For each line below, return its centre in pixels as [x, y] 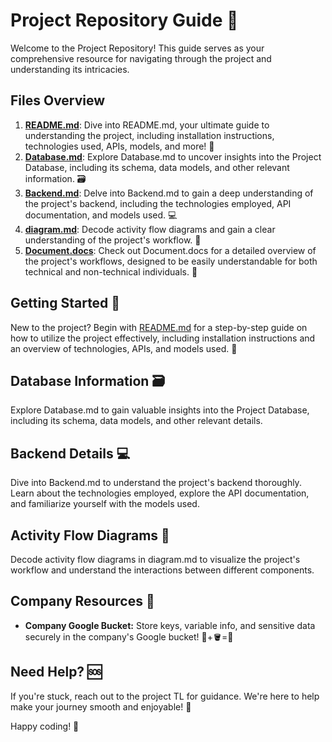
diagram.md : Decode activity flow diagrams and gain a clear [150, 229]
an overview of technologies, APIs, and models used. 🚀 [124, 348]
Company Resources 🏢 [82, 601]
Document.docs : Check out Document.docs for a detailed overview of [170, 250]
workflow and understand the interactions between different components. [162, 570]
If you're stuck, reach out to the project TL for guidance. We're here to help [165, 696]
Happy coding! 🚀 [45, 726]
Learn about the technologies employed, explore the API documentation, [160, 493]
